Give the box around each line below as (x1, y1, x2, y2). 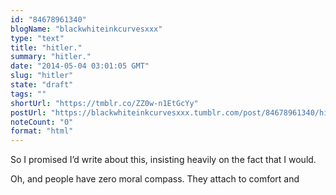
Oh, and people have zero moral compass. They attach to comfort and (10, 173, 300, 185)
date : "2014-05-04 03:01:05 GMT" (10, 61, 150, 71)
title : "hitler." (10, 42, 83, 53)
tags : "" (10, 89, 47, 99)
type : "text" (10, 33, 65, 43)
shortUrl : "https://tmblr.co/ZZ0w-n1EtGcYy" (10, 98, 199, 108)
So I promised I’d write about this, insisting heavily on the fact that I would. (10, 154, 317, 166)
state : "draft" (10, 80, 74, 90)
